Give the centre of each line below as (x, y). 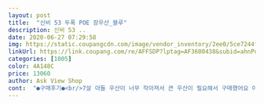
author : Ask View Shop (45, 81)
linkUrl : (22, 52)
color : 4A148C (31, 66)
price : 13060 (29, 74)
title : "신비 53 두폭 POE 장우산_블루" (68, 23)
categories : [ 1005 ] (40, 59)
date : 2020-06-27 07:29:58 (52, 37)
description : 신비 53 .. (47, 30)
